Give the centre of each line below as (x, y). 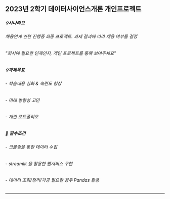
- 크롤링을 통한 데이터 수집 (31, 147)
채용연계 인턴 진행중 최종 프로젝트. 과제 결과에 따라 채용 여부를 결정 (71, 36)
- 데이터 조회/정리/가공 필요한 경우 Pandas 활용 (52, 180)
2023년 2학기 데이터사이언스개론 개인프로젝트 (73, 9)
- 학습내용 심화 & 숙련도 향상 (33, 83)
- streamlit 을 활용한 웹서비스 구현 (39, 164)
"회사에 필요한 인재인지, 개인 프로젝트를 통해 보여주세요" (61, 53)
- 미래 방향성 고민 (23, 100)
